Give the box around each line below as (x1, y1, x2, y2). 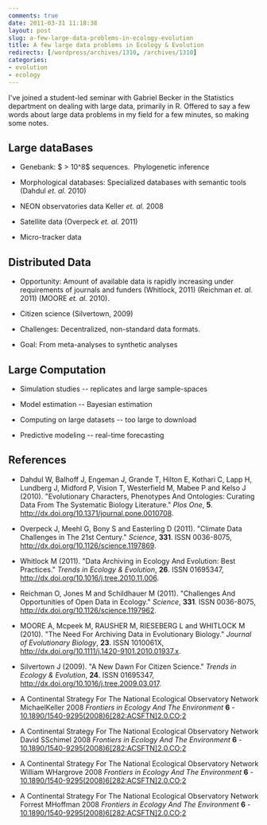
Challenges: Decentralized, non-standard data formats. (19, 324, 200, 334)
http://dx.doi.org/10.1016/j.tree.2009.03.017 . (19, 678, 161, 688)
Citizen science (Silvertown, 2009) (19, 309, 133, 319)
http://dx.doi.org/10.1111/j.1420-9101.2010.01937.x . (19, 646, 181, 655)
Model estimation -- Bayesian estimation (19, 400, 153, 409)
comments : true (8, 11, 59, 20)
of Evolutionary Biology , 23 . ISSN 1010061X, (19, 638, 164, 647)
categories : (8, 57, 48, 65)
